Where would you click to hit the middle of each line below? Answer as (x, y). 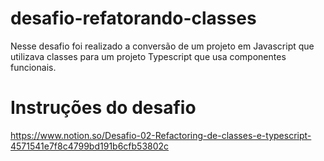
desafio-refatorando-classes (133, 18)
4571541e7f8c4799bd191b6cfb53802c (90, 146)
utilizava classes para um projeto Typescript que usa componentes (148, 56)
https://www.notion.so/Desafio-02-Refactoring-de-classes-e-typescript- (161, 135)
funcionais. (33, 67)
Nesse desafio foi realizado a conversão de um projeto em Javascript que (162, 46)
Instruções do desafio (103, 108)
